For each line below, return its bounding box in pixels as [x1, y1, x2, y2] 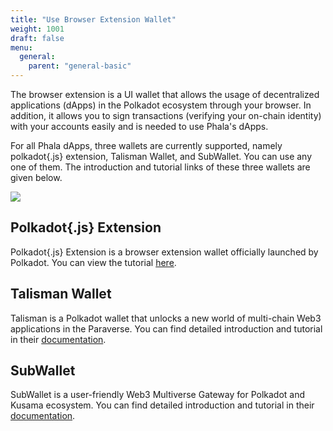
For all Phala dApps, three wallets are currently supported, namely [10, 140, 283, 151]
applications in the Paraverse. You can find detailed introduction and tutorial [10, 322, 323, 335]
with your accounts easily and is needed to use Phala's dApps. [10, 121, 269, 132]
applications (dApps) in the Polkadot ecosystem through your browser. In [10, 99, 312, 111]
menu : [10, 42, 33, 53]
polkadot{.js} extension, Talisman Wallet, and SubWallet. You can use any [10, 151, 313, 162]
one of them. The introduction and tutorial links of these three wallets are [10, 161, 311, 173]
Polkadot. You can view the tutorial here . [10, 256, 177, 268]
